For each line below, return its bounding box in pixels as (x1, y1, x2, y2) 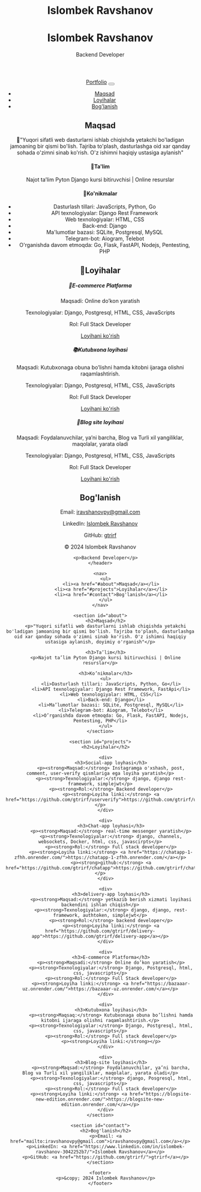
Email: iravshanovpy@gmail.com (60, 508, 140, 515)
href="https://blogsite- (129, 1091, 192, 1097)
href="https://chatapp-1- (128, 850, 193, 856)
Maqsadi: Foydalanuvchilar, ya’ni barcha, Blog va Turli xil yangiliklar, (16, 434, 184, 441)
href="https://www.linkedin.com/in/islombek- (69, 1144, 185, 1150)
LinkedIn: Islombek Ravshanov (62, 520, 138, 528)
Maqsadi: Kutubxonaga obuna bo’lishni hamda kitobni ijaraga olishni (16, 363, 184, 371)
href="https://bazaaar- (131, 981, 190, 987)
